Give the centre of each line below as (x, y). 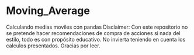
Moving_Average (48, 11)
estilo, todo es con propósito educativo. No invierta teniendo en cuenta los (96, 39)
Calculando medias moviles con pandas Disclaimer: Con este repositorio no (97, 27)
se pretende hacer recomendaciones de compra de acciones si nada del (93, 33)
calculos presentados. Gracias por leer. (53, 46)
